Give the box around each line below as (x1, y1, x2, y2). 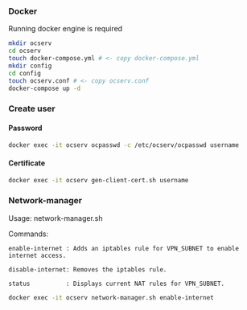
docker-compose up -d (8, 84, 81, 92)
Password (8, 123, 43, 133)
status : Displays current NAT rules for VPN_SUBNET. (8, 279, 225, 288)
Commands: (8, 229, 49, 239)
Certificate (8, 158, 46, 168)
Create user (8, 103, 56, 114)
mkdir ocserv (8, 39, 52, 47)
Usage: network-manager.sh (8, 213, 103, 222)
